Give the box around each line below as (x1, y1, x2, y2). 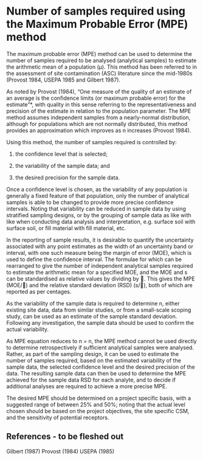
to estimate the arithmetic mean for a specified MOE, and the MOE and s (6, 268, 188, 276)
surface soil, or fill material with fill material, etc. (6, 224, 126, 232)
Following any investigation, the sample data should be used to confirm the (6, 319, 194, 326)
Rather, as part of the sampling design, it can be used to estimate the (6, 350, 179, 357)
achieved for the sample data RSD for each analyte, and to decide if (6, 376, 176, 383)
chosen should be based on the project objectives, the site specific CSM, (6, 407, 190, 414)
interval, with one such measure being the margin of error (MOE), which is (6, 249, 192, 256)
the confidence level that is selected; (15, 150, 108, 158)
